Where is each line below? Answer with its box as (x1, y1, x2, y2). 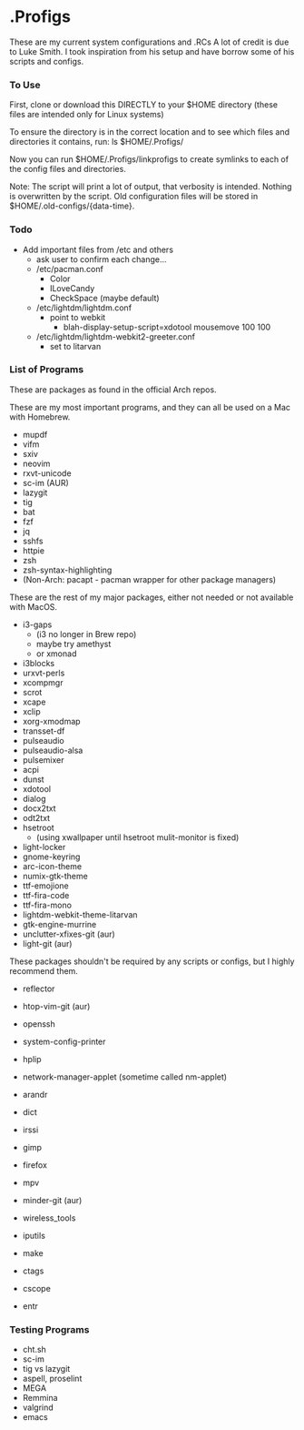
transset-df (22, 725, 65, 736)
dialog (22, 793, 46, 804)
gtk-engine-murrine (22, 918, 97, 929)
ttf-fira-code (22, 889, 70, 900)
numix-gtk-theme (22, 870, 88, 881)
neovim (22, 458, 51, 469)
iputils (22, 1230, 45, 1241)
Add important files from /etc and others (22, 244, 174, 255)
